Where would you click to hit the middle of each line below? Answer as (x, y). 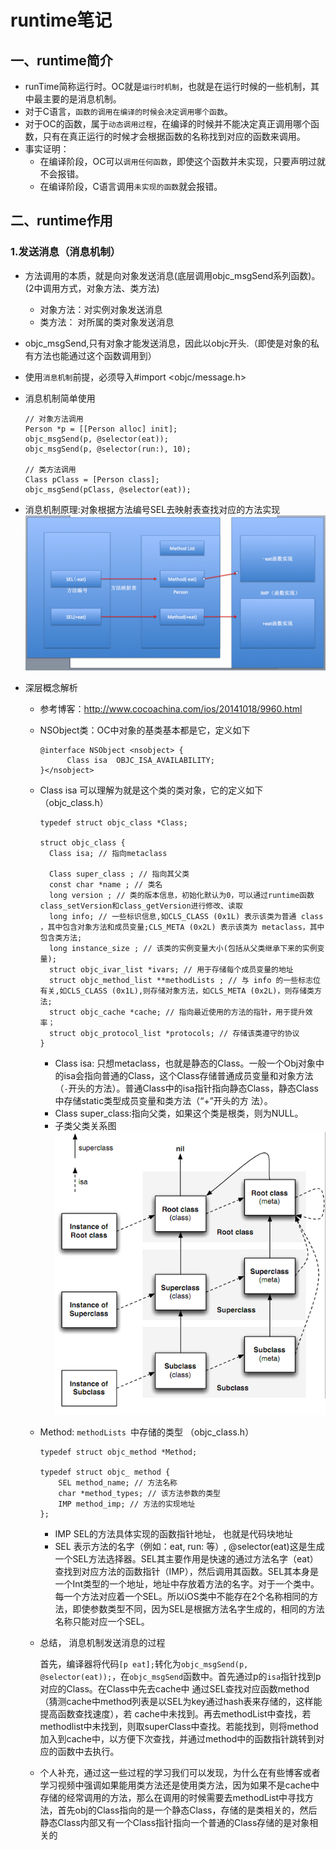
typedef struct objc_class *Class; (113, 823)
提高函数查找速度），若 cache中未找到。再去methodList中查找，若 (175, 1713)
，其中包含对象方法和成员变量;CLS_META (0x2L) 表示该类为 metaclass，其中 (182, 927)
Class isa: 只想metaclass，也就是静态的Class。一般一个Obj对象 (185, 1063)
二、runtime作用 (61, 221)
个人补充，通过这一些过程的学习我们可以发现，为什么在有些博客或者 (180, 1772)
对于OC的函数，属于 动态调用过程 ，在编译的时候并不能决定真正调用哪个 (168, 124)
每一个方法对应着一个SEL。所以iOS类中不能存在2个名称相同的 (182, 1596)
